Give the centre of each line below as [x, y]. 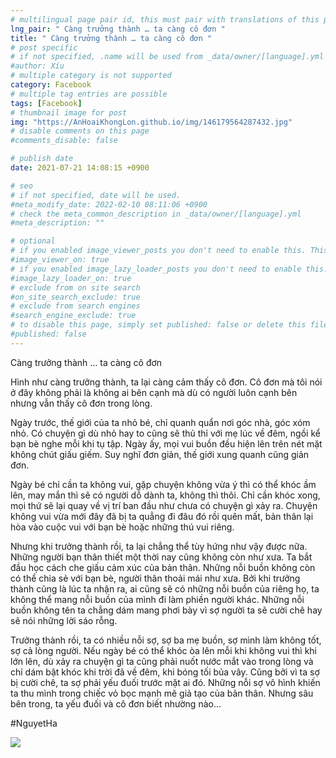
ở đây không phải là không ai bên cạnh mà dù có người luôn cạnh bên [154, 392]
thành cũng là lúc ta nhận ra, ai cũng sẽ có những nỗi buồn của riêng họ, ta [165, 588]
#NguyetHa [34, 723]
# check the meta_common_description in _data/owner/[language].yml [156, 214]
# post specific [44, 47]
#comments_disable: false [64, 141]
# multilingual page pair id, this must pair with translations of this [165, 19]
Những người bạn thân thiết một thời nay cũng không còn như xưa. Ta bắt [161, 557]
